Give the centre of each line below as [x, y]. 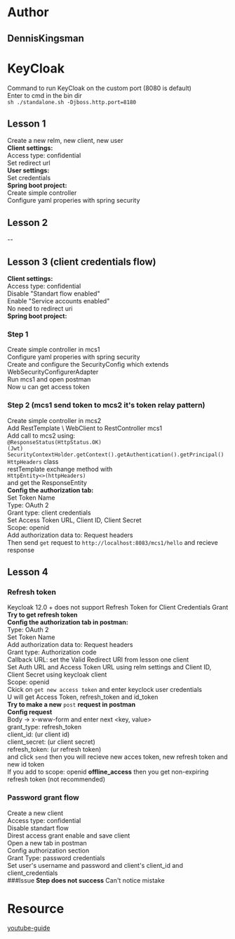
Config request [30, 712]
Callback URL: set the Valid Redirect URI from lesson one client [98, 660]
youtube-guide [29, 928]
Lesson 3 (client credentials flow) [82, 261]
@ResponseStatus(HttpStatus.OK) [54, 442]
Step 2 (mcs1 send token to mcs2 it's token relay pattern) [106, 405]
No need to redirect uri [40, 308]
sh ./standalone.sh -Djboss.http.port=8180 [72, 102]
